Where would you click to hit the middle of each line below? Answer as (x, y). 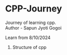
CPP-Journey (34, 9)
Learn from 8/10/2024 (28, 37)
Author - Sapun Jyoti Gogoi (33, 27)
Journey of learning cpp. (31, 22)
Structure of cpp (29, 47)
